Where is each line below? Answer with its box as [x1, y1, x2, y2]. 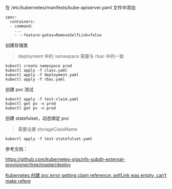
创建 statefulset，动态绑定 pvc [5, 115, 70, 121]
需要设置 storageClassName [17, 126, 78, 132]
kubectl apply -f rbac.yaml [5, 77, 66, 82]
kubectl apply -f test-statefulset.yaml [5, 136, 93, 141]
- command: [10, 24, 33, 29]
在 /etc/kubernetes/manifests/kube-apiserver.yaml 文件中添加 [5, 5, 136, 10]
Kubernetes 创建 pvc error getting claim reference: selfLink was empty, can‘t [5, 172, 167, 178]
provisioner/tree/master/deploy [5, 162, 71, 167]
